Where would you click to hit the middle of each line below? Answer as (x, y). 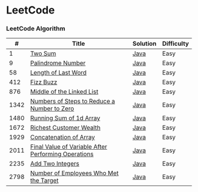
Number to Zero (52, 109)
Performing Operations (62, 154)
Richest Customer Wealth (65, 128)
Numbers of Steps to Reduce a (73, 102)
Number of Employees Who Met (75, 173)
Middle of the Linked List (64, 92)
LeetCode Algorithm (36, 29)
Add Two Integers (55, 164)
